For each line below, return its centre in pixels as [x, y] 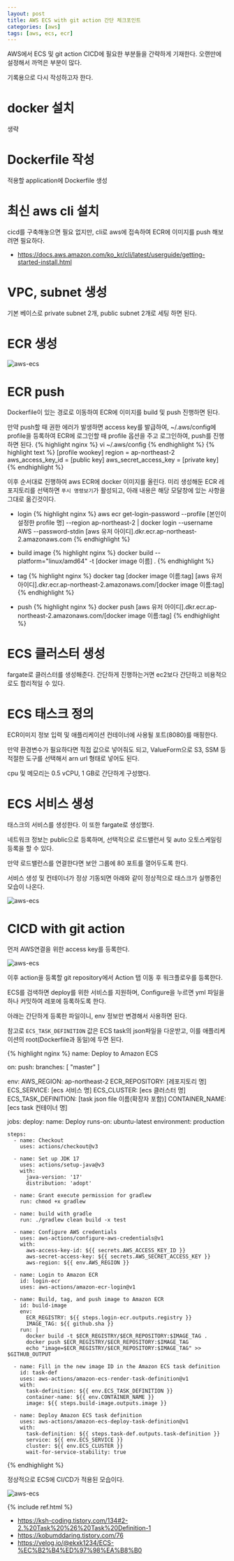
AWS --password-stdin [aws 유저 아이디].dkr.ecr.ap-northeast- [107, 531]
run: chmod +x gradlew [53, 1201]
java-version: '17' [54, 1177]
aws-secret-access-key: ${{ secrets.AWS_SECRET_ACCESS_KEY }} [118, 1256]
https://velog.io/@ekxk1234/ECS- [66, 1542]
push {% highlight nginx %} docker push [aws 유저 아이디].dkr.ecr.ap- [117, 607]
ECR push [36, 392]
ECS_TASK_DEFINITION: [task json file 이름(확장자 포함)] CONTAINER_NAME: [117, 1099]
